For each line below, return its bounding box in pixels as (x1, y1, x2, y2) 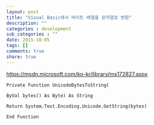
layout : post (6, 8, 39, 15)
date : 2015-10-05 (6, 37, 50, 43)
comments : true (6, 48, 45, 54)
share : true (6, 54, 36, 60)
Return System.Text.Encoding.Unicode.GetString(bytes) (6, 103, 147, 109)
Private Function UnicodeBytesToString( (6, 82, 110, 88)
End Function (6, 114, 39, 120)
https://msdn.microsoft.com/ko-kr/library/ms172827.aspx (6, 70, 148, 77)
